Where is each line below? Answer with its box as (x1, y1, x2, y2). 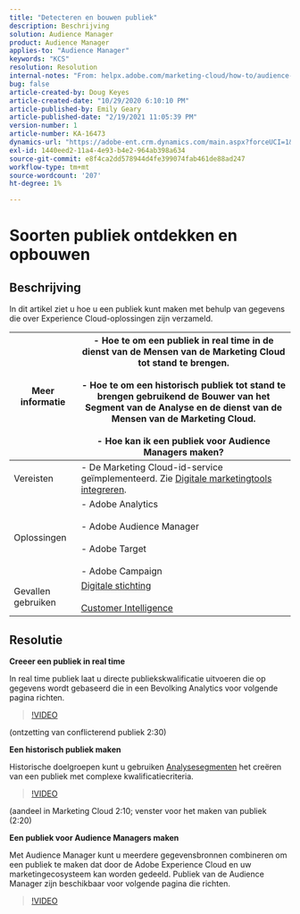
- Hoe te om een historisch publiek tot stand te (81, 379, 286, 391)
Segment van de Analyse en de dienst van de (84, 401, 283, 414)
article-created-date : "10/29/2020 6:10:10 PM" (9, 96, 190, 105)
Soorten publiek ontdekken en (9, 225, 238, 246)
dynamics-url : (9, 138, 62, 147)
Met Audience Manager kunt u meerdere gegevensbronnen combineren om (9, 850, 287, 860)
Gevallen (13, 585, 51, 598)
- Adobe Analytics (80, 498, 159, 510)
